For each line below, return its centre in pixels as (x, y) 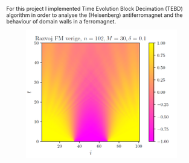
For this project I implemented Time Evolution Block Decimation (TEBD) (94, 9)
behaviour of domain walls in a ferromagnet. (61, 21)
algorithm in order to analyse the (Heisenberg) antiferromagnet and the (94, 15)
